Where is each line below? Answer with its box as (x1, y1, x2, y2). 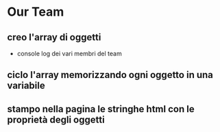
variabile (7, 80, 46, 92)
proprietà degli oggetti (7, 114, 105, 125)
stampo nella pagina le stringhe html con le (7, 103, 195, 115)
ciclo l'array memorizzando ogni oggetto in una (7, 69, 214, 81)
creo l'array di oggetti (7, 31, 101, 43)
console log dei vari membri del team (16, 49, 122, 57)
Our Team (7, 4, 64, 20)
